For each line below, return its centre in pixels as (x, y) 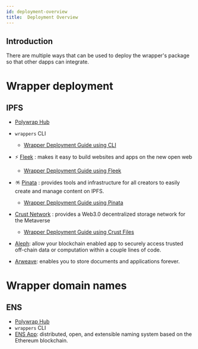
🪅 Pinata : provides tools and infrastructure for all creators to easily (97, 183)
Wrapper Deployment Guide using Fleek (72, 171)
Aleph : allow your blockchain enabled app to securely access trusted (99, 244)
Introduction (30, 41)
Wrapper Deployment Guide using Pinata (73, 203)
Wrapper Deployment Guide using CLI (70, 145)
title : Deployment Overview (42, 17)
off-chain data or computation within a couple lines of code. (88, 250)
